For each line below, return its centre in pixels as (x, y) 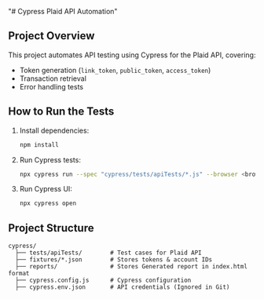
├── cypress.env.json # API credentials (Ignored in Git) (123, 287)
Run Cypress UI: (46, 189)
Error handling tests (51, 86)
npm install (39, 144)
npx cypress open (48, 203)
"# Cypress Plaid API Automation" (63, 11)
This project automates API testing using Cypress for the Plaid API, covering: (132, 55)
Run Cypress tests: (50, 159)
